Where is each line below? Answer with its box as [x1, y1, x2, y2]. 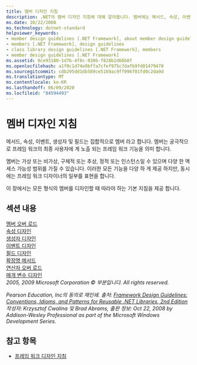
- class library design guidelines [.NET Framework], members [6, 47, 161, 53]
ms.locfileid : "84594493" [6, 90, 69, 96]
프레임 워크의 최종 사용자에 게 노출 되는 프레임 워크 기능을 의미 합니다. [12, 145, 172, 152]
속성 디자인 [6, 227, 32, 234]
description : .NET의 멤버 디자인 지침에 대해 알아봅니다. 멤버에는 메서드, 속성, [6, 14, 180, 20]
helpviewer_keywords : [6, 30, 59, 36]
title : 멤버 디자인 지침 [6, 8, 59, 15]
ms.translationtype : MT [6, 74, 64, 80]
